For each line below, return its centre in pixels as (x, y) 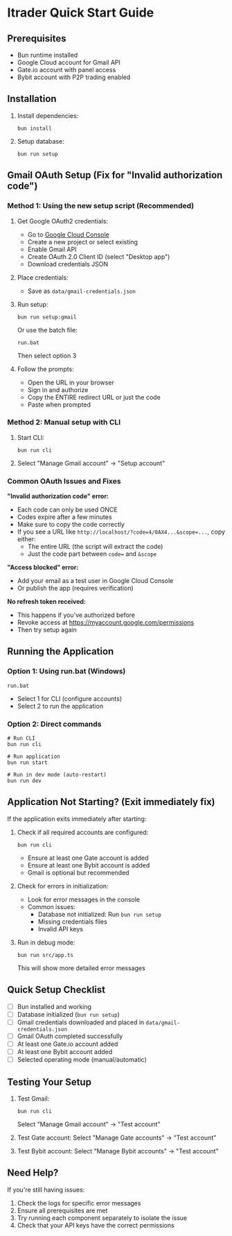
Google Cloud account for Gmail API (69, 62)
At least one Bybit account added (65, 1052)
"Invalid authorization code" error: (58, 496)
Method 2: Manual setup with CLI (64, 423)
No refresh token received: (47, 602)
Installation (32, 99)
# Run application (34, 757)
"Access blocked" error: (43, 568)
